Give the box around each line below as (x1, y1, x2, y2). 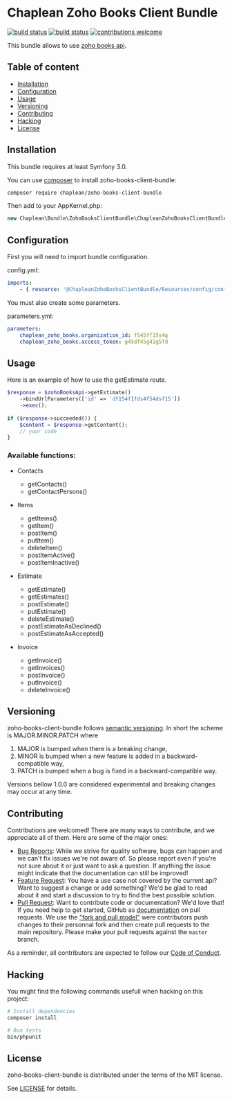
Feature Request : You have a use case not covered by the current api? (17, 877, 217, 885)
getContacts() (27, 480, 68, 488)
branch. (17, 935, 40, 944)
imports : (7, 279, 32, 287)
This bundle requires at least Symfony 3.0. (7, 162, 128, 170)
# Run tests (7, 1027, 41, 1034)
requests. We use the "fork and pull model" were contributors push (17, 913, 209, 922)
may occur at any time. (7, 788, 72, 796)
